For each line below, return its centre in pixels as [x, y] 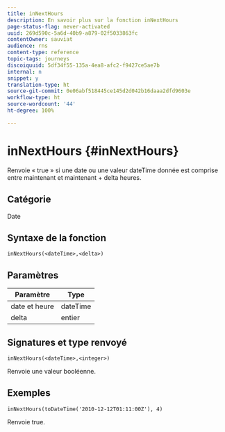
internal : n [24, 72]
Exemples [29, 393]
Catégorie [29, 200]
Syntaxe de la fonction [57, 238]
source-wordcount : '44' [42, 104]
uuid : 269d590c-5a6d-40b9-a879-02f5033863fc [73, 33]
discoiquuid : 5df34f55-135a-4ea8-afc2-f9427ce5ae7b [83, 65]
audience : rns [28, 46]
